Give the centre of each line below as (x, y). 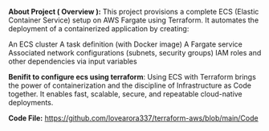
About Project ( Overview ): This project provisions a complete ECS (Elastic (134, 12)
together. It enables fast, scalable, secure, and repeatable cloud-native (125, 94)
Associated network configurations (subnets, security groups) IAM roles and (135, 53)
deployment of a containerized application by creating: (99, 29)
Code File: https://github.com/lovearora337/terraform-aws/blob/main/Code (133, 118)
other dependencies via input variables (73, 61)
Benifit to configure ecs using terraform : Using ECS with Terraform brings (132, 77)
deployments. (31, 102)
